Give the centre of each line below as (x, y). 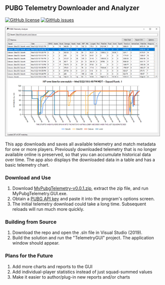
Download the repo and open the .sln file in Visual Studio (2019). (77, 232)
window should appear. (36, 243)
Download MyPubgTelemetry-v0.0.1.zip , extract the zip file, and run (80, 188)
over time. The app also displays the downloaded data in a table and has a (80, 160)
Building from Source (31, 222)
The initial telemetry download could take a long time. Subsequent (79, 204)
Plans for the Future (29, 256)
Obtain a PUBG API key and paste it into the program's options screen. (83, 199)
